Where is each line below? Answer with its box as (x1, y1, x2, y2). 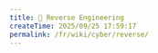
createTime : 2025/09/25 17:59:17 (9, 22, 137, 31)
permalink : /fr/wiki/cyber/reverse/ (9, 30, 149, 39)
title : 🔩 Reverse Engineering (9, 13, 125, 22)
